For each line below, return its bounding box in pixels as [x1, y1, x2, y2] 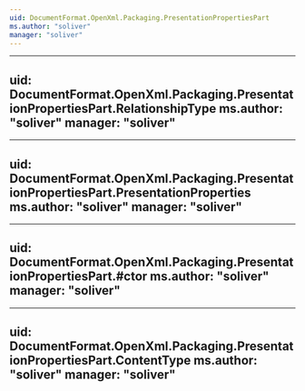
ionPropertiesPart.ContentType [9, 353, 192, 368]
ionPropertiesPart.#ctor [9, 269, 148, 285]
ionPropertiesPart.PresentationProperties [9, 185, 251, 200]
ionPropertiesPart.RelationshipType [9, 101, 217, 116]
